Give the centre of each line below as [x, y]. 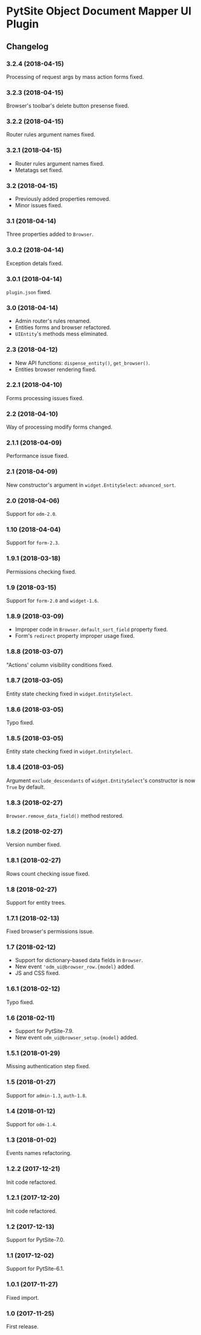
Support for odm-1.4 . [32, 1124]
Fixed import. [23, 1297]
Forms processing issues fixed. [45, 398]
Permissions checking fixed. [41, 572]
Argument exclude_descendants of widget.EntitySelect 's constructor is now [101, 780]
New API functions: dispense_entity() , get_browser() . [82, 363]
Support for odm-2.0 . [32, 514]
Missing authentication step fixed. [48, 1066]
